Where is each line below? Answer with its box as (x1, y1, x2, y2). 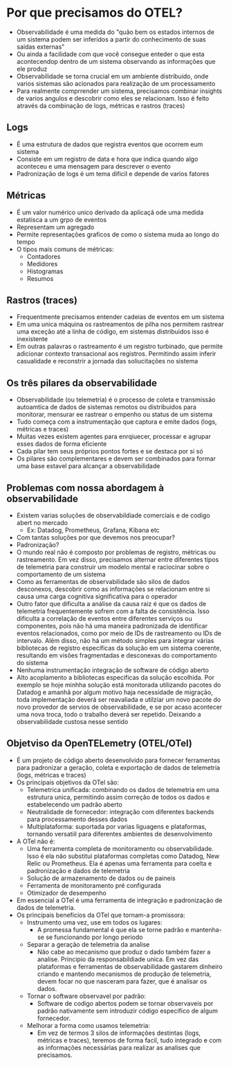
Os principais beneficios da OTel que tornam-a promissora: (16, 911, 186, 919)
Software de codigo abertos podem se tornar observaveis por (37, 999, 214, 1007)
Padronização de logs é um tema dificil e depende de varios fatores (16, 169, 210, 178)
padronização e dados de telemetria (26, 866, 131, 875)
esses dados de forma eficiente (16, 440, 107, 448)
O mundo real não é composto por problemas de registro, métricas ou (16, 548, 216, 556)
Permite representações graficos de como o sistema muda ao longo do (16, 230, 219, 239)
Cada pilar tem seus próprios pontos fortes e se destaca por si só (16, 447, 203, 456)
